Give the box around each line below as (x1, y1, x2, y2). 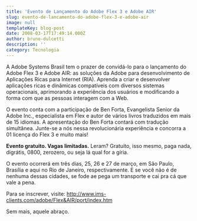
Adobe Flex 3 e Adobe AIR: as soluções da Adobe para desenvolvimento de (6, 69, 190, 77)
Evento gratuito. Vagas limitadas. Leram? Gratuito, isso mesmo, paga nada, (6, 142, 192, 149)
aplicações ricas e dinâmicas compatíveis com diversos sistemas (6, 82, 165, 89)
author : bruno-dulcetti (6, 36, 65, 42)
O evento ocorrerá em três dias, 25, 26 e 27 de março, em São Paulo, (6, 160, 175, 167)
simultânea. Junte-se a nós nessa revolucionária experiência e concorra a (6, 124, 186, 131)
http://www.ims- (67, 190, 107, 197)
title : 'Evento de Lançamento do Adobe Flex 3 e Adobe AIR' (6, 8, 157, 15)
